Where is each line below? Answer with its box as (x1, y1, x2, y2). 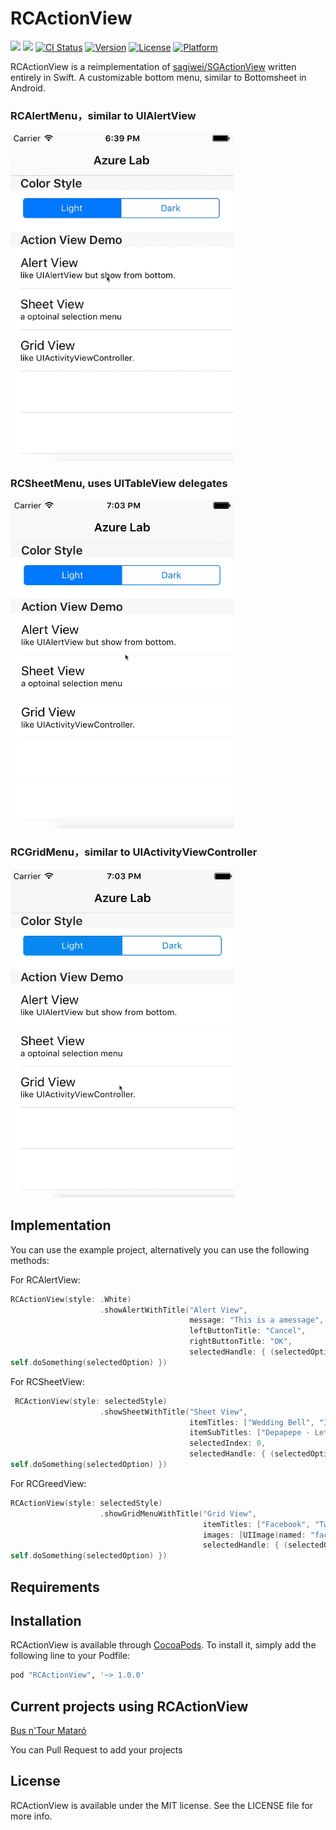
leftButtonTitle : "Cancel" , (189, 1326, 307, 1336)
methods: (10, 1254, 50, 1266)
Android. (10, 82, 46, 94)
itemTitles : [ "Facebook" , (202, 1519, 311, 1529)
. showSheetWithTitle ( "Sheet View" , (99, 1407, 248, 1417)
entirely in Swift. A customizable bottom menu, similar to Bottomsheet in (10, 71, 307, 83)
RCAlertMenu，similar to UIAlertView (10, 108, 197, 122)
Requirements (10, 1578, 100, 1596)
